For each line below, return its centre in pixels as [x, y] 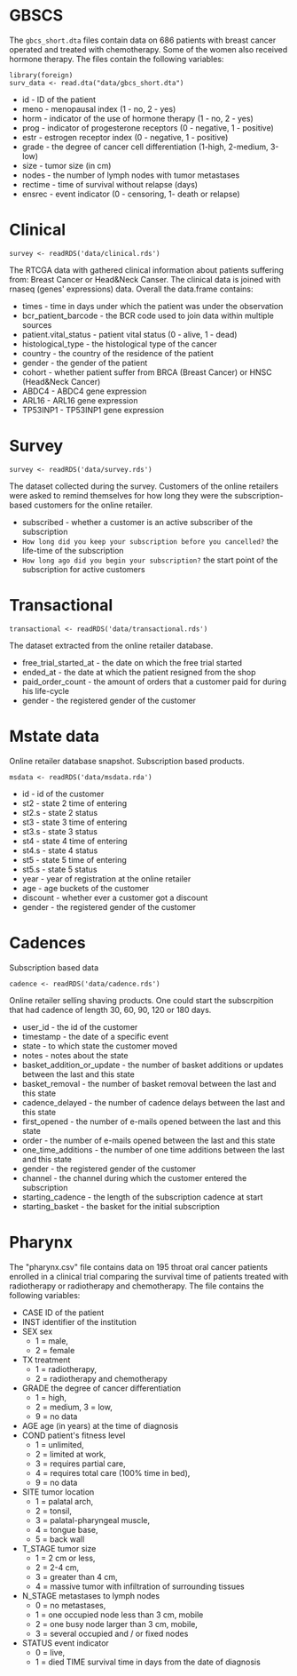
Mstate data [55, 736]
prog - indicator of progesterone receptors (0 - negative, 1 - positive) [148, 128]
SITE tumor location [58, 1492]
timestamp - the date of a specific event [95, 1036]
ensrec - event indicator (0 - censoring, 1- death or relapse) [131, 194]
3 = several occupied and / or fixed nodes [112, 1633]
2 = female [55, 1350]
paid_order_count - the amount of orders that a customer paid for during [154, 682]
